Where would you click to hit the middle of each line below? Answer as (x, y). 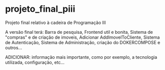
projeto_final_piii (40, 9)
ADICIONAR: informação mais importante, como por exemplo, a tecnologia (81, 57)
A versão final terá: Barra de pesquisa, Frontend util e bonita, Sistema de (79, 32)
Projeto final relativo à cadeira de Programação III (55, 23)
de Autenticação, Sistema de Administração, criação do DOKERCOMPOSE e (83, 42)
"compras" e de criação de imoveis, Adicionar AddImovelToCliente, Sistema (82, 37)
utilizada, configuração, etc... (35, 62)
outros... (14, 47)
